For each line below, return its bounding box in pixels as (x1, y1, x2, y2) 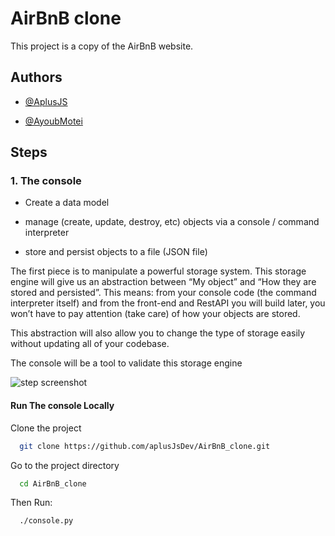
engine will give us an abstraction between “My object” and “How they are (10, 276, 317, 288)
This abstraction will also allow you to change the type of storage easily (10, 327, 306, 339)
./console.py (19, 516, 74, 526)
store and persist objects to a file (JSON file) (24, 246, 208, 258)
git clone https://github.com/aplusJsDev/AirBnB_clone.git (19, 441, 271, 451)
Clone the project (10, 422, 82, 434)
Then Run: (10, 497, 53, 509)
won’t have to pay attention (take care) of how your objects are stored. (10, 308, 301, 320)
